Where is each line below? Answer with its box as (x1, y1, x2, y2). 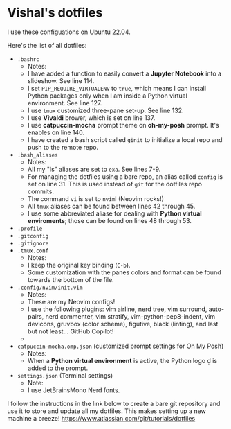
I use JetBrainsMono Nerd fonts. (27, 386, 120, 394)
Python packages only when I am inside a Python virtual (27, 91, 188, 100)
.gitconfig (17, 232, 49, 240)
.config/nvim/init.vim (17, 284, 83, 291)
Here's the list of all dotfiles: (7, 41, 87, 49)
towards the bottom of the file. (27, 275, 114, 283)
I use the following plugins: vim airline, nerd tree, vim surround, (27, 305, 207, 313)
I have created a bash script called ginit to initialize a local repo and (27, 135, 223, 143)
